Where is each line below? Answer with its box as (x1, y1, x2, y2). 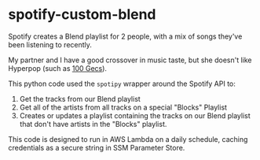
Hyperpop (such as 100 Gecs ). (8, 63, 108, 73)
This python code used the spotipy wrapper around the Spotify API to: (8, 79, 236, 88)
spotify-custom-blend (8, 6, 156, 24)
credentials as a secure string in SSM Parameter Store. (8, 143, 185, 152)
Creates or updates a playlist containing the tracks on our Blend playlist (19, 110, 251, 120)
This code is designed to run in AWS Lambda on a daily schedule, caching (8, 134, 248, 143)
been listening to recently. (8, 39, 93, 49)
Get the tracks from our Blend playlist (19, 94, 141, 103)
